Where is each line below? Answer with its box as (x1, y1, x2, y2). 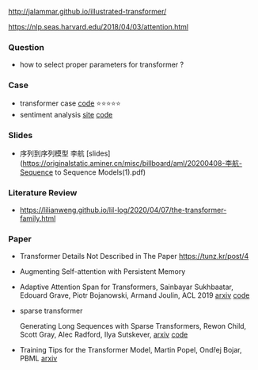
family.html (19, 214, 56, 223)
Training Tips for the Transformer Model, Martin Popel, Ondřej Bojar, (19, 345, 242, 355)
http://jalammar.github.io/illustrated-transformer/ (8, 7, 167, 16)
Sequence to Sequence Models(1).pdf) (19, 167, 146, 177)
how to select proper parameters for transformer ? (19, 60, 184, 70)
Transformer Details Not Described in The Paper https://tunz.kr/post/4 (19, 252, 249, 261)
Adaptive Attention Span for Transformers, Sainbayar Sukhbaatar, (19, 282, 233, 292)
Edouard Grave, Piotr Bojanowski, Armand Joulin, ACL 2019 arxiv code (19, 291, 250, 300)
